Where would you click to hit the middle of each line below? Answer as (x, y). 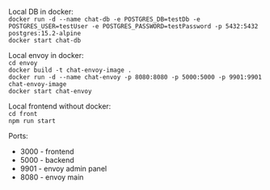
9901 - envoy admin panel (63, 169)
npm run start (32, 121)
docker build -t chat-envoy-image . (70, 70)
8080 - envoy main (52, 177)
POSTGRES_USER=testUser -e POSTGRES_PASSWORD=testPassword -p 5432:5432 (133, 27)
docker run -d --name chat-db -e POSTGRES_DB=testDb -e (104, 19)
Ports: (18, 136)
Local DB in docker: (41, 12)
